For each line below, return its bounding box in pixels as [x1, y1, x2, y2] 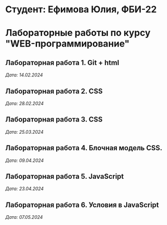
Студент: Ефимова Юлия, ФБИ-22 [5, 4, 157, 15]
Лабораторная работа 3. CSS [5, 115, 103, 124]
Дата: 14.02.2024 [5, 72, 43, 78]
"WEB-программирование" [5, 38, 130, 50]
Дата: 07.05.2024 [5, 214, 43, 220]
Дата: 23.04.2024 [5, 186, 44, 192]
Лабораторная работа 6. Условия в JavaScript [5, 200, 159, 209]
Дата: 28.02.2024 [5, 100, 44, 106]
